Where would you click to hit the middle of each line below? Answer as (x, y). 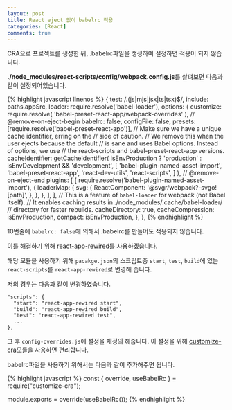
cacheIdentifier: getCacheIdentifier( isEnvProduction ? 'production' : (105, 158)
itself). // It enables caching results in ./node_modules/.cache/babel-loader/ (115, 202)
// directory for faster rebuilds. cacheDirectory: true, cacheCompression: (111, 210)
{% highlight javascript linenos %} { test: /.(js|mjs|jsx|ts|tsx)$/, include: (108, 99)
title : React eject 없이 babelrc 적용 (60, 20)
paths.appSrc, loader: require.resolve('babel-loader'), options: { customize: (114, 107)
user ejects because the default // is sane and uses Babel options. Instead (113, 143)
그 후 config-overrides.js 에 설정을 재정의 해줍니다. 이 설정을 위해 (98, 341)
